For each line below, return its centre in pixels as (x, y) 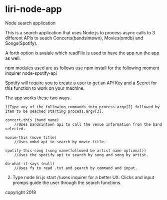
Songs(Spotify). (21, 43)
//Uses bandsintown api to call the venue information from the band (88, 124)
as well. (13, 58)
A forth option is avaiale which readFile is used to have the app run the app (82, 53)
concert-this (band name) (32, 120)
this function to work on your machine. (45, 88)
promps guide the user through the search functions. (67, 183)
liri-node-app (33, 9)
